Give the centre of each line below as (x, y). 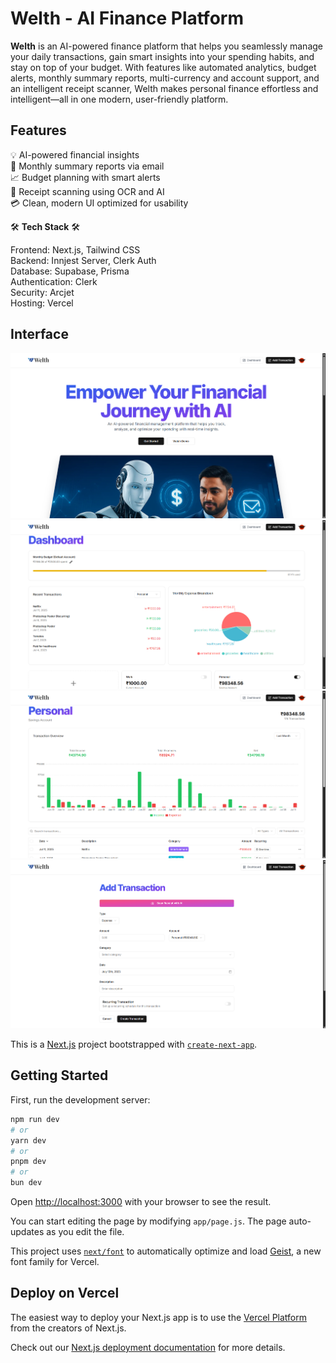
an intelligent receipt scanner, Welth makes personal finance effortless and (164, 88)
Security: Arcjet (42, 292)
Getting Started (59, 1075)
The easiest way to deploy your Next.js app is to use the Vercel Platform (159, 1317)
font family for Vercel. (55, 1262)
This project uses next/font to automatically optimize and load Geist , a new (166, 1251)
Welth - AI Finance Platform (127, 18)
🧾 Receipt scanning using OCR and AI (87, 191)
